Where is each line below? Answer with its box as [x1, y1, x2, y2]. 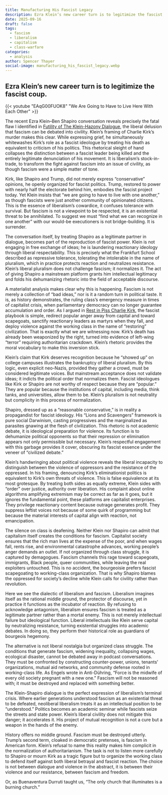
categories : [5, 49, 30, 54]
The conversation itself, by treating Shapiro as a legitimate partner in [5, 233, 147, 239]
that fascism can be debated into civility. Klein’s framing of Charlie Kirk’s [5, 128, 154, 135]
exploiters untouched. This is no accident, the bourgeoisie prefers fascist [5, 565, 156, 571]
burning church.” [5, 784, 40, 790]
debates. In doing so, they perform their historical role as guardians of [5, 628, 150, 634]
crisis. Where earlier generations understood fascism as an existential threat [5, 695, 163, 701]
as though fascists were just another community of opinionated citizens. [5, 197, 154, 203]
